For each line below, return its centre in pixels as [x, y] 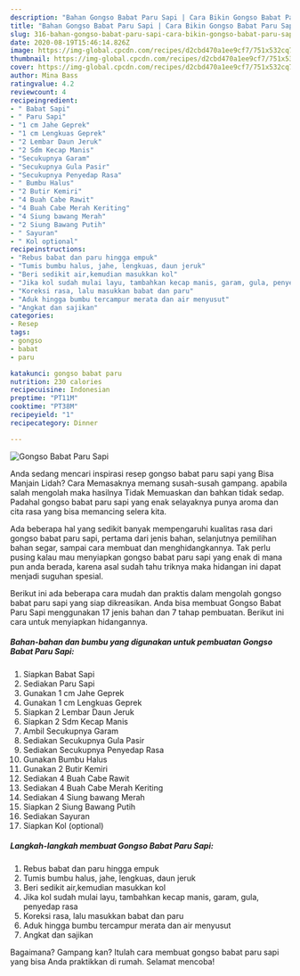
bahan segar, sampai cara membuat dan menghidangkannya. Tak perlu [140, 547]
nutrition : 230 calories [56, 381]
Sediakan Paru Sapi [59, 684]
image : [22, 51]
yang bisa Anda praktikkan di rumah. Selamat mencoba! [113, 961]
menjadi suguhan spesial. [57, 576]
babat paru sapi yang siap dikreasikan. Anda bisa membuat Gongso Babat [146, 603]
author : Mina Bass [44, 76]
